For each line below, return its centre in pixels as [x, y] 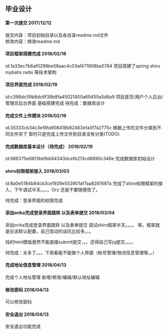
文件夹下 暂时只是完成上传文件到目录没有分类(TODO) [65, 134]
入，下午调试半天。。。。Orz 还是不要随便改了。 [53, 189]
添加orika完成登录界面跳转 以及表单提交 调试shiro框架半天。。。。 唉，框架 [80, 225]
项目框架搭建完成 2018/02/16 [36, 54]
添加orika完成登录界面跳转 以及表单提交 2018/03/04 [60, 213]
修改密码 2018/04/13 [27, 290]
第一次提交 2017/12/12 [29, 23]
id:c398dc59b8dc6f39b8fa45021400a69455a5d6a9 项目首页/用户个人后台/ [84, 97]
